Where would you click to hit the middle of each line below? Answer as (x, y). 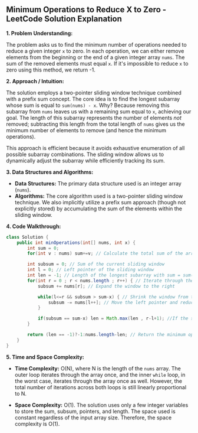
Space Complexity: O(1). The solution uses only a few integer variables (101, 405)
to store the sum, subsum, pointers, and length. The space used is (95, 411)
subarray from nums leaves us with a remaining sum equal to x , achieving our (99, 111)
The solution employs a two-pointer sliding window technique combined (94, 92)
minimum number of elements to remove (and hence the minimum (86, 130)
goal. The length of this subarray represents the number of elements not (94, 118)
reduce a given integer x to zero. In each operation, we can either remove (95, 51)
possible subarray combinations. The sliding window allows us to (85, 154)
